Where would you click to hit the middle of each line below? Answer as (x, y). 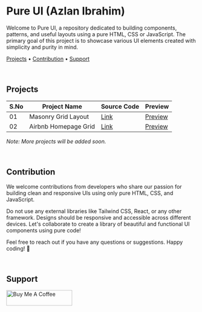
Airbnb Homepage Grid (62, 126)
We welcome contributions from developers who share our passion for (94, 186)
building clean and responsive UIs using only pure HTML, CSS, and (90, 193)
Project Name (62, 106)
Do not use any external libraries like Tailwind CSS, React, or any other (94, 211)
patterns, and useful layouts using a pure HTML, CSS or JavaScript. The (96, 34)
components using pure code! (44, 230)
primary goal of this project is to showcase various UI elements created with (101, 40)
